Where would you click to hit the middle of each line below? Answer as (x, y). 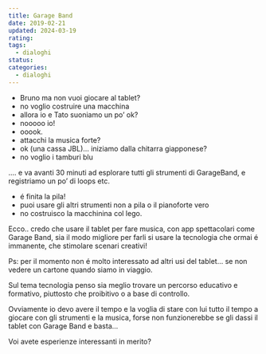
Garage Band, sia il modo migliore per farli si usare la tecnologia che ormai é (133, 237)
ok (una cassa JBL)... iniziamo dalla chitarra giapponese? (113, 148)
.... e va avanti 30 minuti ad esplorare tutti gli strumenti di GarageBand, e (127, 172)
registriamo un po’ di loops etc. (59, 181)
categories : (28, 68)
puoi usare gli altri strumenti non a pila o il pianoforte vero (114, 205)
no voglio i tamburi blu (57, 157)
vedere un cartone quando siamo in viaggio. (80, 269)
